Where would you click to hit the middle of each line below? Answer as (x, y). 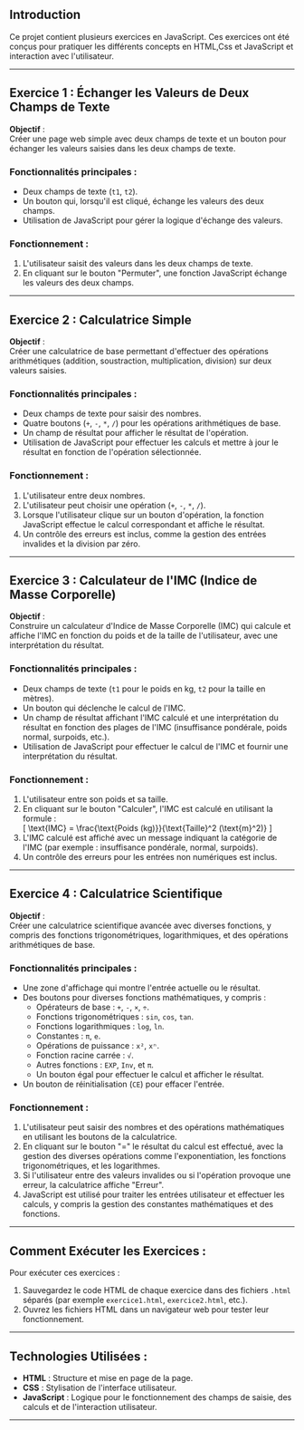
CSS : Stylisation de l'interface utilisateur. (100, 1388)
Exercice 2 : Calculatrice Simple (100, 319)
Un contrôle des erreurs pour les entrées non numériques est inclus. (150, 857)
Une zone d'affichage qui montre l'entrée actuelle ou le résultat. (141, 988)
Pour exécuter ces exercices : (65, 1273)
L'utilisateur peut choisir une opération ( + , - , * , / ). (114, 505)
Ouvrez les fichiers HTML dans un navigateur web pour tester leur (146, 1309)
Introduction (45, 15)
